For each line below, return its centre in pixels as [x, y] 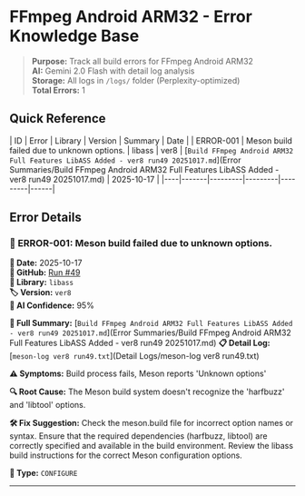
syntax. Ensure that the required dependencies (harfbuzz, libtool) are [138, 436]
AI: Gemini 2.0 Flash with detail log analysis [113, 71]
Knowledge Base [74, 36]
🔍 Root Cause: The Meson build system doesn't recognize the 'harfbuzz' [147, 392]
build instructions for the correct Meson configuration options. [126, 455]
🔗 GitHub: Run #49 [45, 273]
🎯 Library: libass [42, 283]
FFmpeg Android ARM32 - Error [131, 17]
